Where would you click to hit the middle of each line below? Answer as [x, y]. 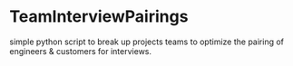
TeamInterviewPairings [99, 17]
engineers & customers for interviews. [81, 51]
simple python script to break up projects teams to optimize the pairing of [146, 42]
